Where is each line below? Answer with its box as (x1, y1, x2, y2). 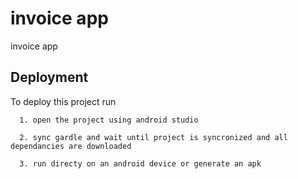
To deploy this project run (10, 95, 117, 107)
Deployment (10, 69, 89, 86)
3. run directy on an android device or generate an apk (19, 158, 262, 169)
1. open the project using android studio (19, 115, 199, 125)
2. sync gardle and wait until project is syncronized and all (19, 132, 288, 142)
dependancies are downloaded (10, 141, 132, 151)
